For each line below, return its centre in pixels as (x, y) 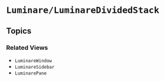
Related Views (27, 48)
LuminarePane (31, 73)
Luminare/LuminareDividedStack (83, 10)
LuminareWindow (33, 60)
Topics (19, 31)
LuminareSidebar (34, 67)
